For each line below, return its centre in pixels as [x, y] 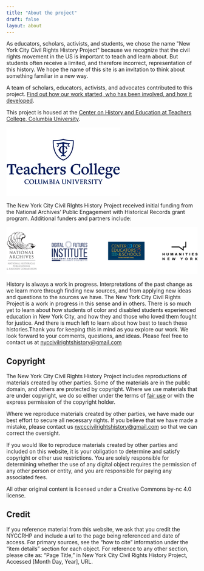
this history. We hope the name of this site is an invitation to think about [96, 69]
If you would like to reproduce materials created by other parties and [92, 445]
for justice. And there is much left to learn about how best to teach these [97, 323]
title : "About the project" [42, 13]
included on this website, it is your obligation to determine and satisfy [93, 451]
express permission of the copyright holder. [61, 402]
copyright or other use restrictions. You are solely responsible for [88, 458]
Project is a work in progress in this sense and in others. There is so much [99, 303]
